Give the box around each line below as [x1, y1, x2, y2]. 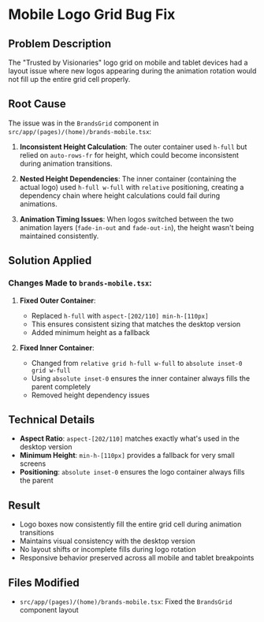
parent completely [31, 382, 91, 391]
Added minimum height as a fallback [31, 327, 151, 337]
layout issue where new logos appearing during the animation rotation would [8, 66, 257, 76]
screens [19, 459, 46, 468]
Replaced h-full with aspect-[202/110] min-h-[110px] [31, 311, 209, 320]
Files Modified [8, 575, 80, 589]
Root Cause [8, 97, 67, 111]
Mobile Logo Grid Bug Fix [8, 6, 176, 24]
